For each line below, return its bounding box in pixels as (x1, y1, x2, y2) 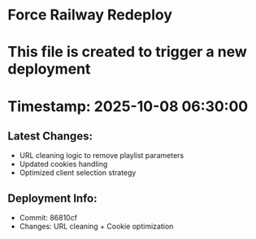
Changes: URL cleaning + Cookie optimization (19, 221, 174, 232)
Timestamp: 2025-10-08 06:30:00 (7, 97, 249, 115)
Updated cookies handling (19, 160, 108, 169)
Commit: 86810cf (19, 213, 78, 223)
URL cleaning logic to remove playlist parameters (19, 151, 184, 160)
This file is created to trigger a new (7, 43, 247, 62)
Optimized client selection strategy (19, 168, 137, 177)
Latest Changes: (7, 129, 93, 143)
